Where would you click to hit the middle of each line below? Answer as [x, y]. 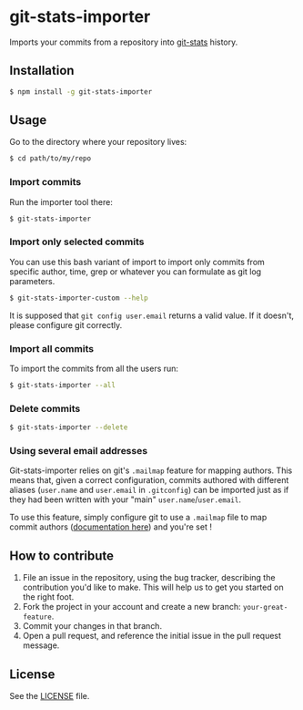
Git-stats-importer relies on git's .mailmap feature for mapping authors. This [151, 470]
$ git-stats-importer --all [63, 385]
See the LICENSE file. [50, 695]
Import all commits [51, 348]
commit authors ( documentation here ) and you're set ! [111, 527]
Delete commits [45, 408]
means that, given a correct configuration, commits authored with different [149, 480]
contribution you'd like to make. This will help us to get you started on [153, 587]
